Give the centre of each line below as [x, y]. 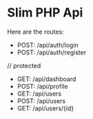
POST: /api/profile [42, 86]
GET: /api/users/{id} [45, 108]
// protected [24, 65]
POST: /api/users [41, 100]
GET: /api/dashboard [46, 79]
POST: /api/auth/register [52, 52]
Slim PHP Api [45, 13]
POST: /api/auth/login [48, 45]
